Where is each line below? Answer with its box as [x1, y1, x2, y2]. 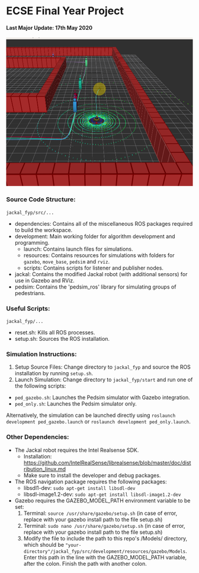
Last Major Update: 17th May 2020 [6, 24, 93, 31]
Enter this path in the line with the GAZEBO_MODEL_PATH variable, [23, 553, 187, 561]
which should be [23, 541, 64, 548]
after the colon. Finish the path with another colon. [23, 560, 147, 567]
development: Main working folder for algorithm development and [14, 233, 176, 240]
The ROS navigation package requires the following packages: [14, 478, 167, 485]
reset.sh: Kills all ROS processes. [14, 328, 95, 336]
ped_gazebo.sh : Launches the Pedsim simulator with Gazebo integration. [14, 394, 191, 401]
